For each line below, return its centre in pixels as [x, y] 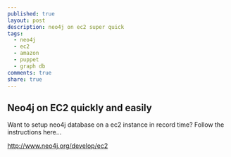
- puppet [26, 60]
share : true [25, 79]
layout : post [26, 20]
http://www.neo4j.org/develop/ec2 [58, 146]
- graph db [30, 66]
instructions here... [35, 132]
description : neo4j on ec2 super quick [66, 27]
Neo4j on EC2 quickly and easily [80, 107]
